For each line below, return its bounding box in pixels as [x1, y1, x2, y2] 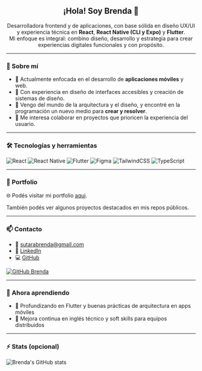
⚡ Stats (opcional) [6, 343, 60, 351]
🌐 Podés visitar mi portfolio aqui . [6, 192, 87, 199]
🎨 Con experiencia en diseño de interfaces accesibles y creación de [14, 89, 184, 96]
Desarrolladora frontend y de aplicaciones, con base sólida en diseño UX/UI [7, 22, 195, 29]
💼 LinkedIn [14, 248, 41, 254]
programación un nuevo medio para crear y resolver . [14, 108, 147, 115]
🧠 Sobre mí [6, 61, 38, 70]
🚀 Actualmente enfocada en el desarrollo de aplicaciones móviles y [14, 76, 184, 83]
